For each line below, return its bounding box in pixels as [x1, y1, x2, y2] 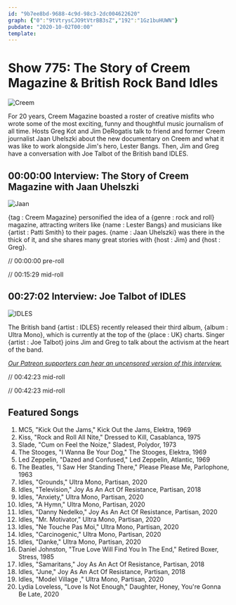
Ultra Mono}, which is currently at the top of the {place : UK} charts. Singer [8, 330, 225, 338]
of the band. [8, 345, 44, 354]
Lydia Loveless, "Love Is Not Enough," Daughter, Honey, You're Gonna [18, 582, 221, 591]
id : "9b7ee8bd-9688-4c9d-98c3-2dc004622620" [8, 10, 140, 18]
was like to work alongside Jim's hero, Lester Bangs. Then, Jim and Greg [8, 142, 220, 151]
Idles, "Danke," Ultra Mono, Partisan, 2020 [18, 537, 141, 546]
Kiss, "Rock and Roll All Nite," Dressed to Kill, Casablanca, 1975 [18, 433, 201, 441]
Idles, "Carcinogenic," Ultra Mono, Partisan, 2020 [18, 530, 162, 538]
